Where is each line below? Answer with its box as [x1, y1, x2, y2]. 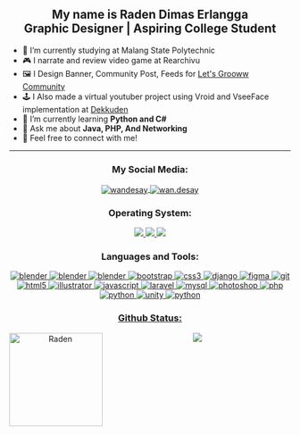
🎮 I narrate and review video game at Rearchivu [21, 54, 201, 65]
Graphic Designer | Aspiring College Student [23, 21, 277, 37]
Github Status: [117, 312, 183, 324]
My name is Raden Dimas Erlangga [52, 7, 248, 22]
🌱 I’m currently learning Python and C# [21, 113, 167, 124]
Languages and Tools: [101, 250, 199, 263]
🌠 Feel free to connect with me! [21, 132, 138, 143]
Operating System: [108, 206, 192, 219]
